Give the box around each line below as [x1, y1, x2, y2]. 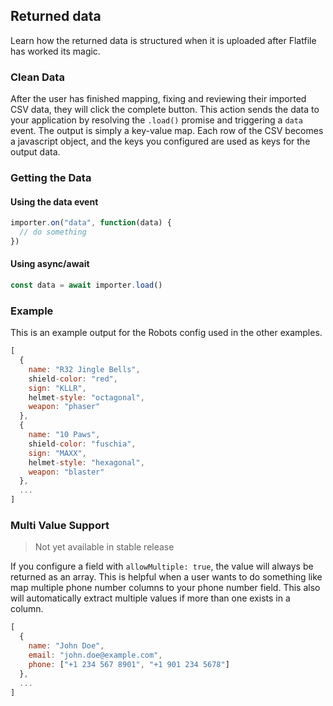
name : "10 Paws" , [28, 430, 101, 440]
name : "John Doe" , [28, 641, 105, 651]
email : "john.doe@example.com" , [28, 650, 163, 661]
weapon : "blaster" [28, 467, 105, 477]
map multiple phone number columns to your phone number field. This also [10, 582, 321, 594]
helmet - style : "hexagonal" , [28, 457, 145, 468]
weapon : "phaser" [28, 402, 101, 412]
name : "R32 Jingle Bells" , [28, 364, 141, 374]
